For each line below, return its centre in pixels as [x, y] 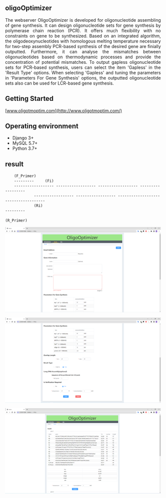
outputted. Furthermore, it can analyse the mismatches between [83, 51]
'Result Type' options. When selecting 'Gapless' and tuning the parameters [83, 72]
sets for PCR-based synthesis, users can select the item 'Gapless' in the [83, 67]
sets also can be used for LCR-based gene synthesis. [60, 83]
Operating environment [42, 126]
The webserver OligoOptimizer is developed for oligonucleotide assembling [83, 20]
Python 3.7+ [25, 148]
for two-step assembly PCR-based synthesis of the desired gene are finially [83, 46]
